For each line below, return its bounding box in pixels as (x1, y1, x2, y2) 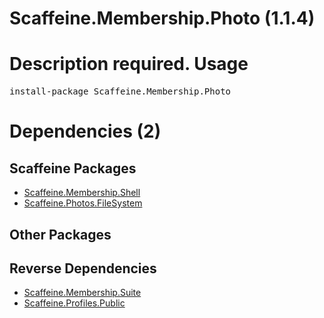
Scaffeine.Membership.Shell (23, 187, 141, 199)
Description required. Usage (9, 53, 249, 76)
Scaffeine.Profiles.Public (23, 297, 126, 309)
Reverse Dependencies (9, 260, 157, 277)
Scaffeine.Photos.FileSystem (23, 197, 143, 209)
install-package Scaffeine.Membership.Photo (9, 86, 232, 97)
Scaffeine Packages (9, 160, 137, 177)
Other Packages (9, 226, 112, 243)
